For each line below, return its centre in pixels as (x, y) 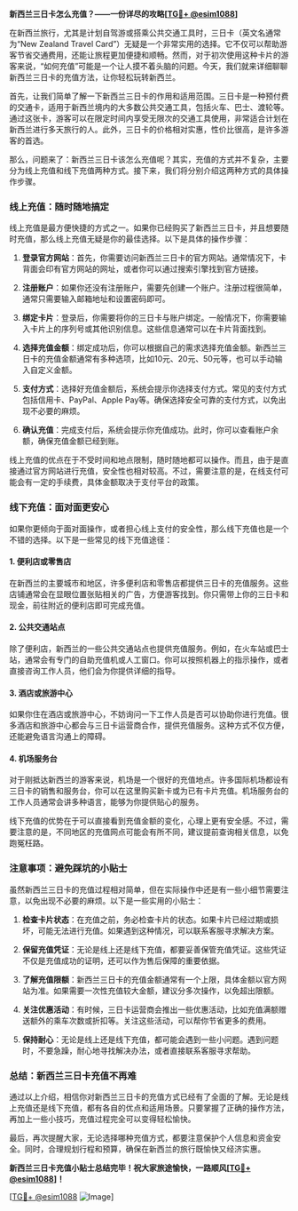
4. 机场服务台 (33, 758)
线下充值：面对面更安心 (59, 507)
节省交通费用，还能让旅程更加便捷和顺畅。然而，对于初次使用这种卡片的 (149, 55)
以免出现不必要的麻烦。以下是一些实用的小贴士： (114, 900)
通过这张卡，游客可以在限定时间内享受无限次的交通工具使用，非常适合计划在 (149, 118)
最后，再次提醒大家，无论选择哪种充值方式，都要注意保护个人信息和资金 (141, 1138)
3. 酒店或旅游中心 (41, 693)
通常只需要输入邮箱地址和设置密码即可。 (96, 299)
